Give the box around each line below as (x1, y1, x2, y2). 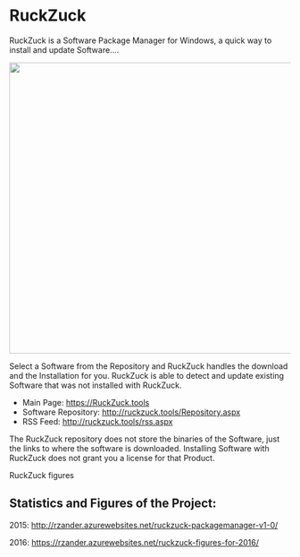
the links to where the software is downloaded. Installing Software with (9, 442, 270, 453)
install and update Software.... (9, 44, 120, 55)
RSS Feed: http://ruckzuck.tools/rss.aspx (21, 416, 173, 426)
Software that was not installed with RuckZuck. (9, 380, 182, 390)
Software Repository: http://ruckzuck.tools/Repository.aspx (21, 407, 241, 417)
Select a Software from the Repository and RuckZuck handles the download (9, 360, 288, 372)
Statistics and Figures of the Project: (9, 496, 217, 511)
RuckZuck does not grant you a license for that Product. (9, 452, 215, 463)
